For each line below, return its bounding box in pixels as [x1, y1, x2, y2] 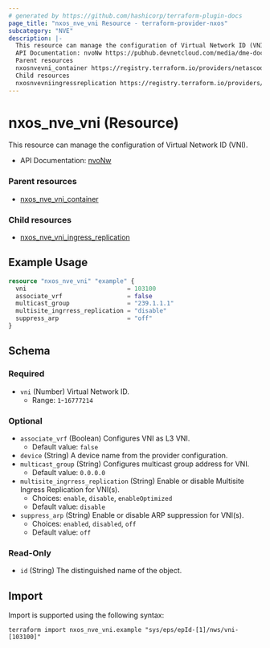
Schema [8, 344, 51, 358]
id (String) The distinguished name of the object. [19, 566, 182, 576]
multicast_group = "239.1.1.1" [15, 299, 174, 308]
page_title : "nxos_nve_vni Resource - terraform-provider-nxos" [8, 19, 228, 27]
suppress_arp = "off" [15, 314, 153, 322]
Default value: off [31, 527, 92, 537]
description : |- [8, 34, 63, 43]
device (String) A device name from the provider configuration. [19, 450, 228, 460]
